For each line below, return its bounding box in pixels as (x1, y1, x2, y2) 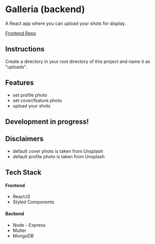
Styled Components (12, 199, 55, 205)
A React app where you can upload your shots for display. (5, 20, 126, 26)
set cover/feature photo (12, 97, 62, 103)
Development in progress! (5, 117, 89, 126)
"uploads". (5, 63, 27, 69)
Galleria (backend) (5, 4, 85, 15)
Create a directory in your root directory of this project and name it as (5, 58, 150, 64)
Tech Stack (5, 168, 42, 177)
